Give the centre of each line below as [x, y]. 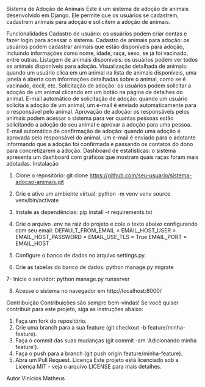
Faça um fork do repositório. [51, 321]
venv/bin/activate [37, 200]
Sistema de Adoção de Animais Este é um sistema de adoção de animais [98, 9]
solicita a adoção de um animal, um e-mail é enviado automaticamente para [101, 105]
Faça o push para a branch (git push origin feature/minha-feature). [99, 353]
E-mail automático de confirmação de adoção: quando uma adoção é [94, 131]
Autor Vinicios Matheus [36, 378]
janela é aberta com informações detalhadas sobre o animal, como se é [96, 79]
